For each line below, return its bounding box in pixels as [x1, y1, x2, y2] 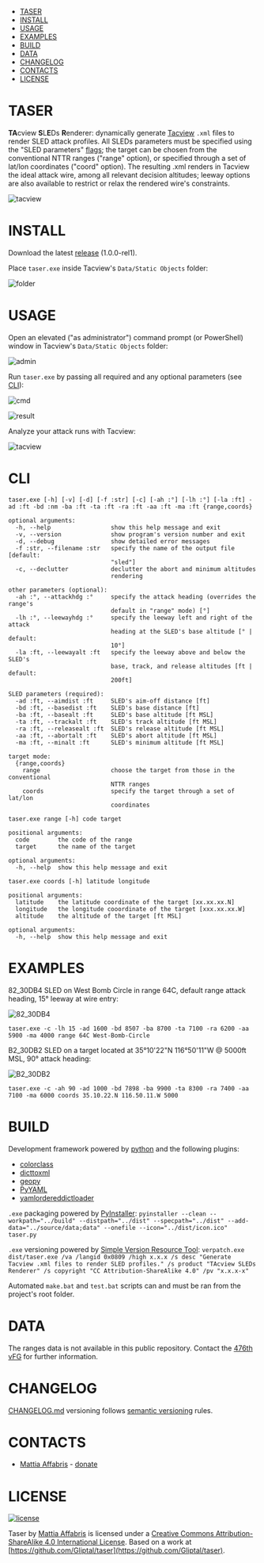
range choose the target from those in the [22, 766, 236, 774]
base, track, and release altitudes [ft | [110, 662, 253, 670]
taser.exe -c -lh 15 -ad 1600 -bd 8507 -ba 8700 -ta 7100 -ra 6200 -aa [8, 1025, 249, 1032]
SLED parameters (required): [8, 690, 104, 698]
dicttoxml [19, 1167, 51, 1177]
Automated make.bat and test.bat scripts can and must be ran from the [8, 1281, 241, 1290]
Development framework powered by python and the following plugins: [8, 1144, 239, 1153]
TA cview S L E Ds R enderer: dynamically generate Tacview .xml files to [8, 128, 235, 137]
